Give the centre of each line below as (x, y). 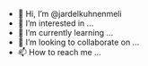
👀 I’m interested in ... (56, 23)
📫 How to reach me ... (59, 52)
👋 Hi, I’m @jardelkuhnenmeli (70, 14)
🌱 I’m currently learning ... (65, 33)
